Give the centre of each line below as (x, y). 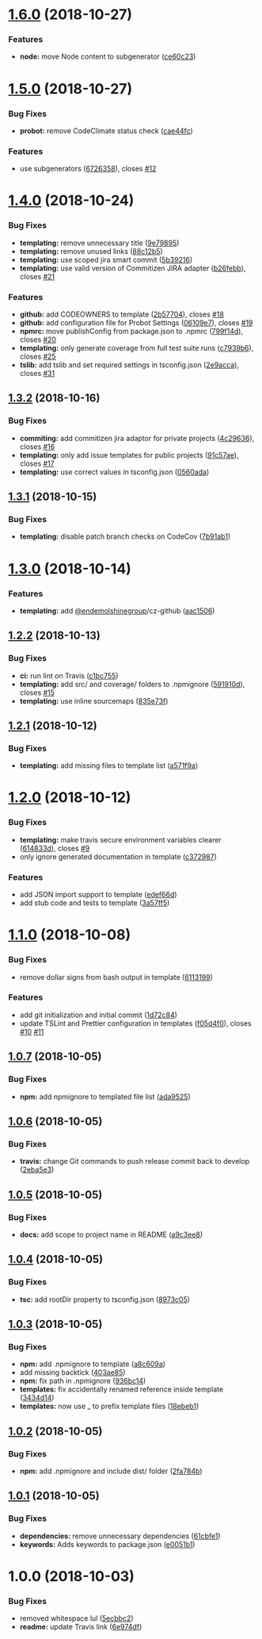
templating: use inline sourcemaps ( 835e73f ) (94, 701)
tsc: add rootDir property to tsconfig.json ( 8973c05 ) (105, 1299)
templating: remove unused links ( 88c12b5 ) (91, 251)
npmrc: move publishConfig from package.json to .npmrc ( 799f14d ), (131, 332)
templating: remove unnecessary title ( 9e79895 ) (99, 243)
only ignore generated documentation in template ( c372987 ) (118, 856)
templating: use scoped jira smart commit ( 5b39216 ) (106, 259)
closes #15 (37, 693)
